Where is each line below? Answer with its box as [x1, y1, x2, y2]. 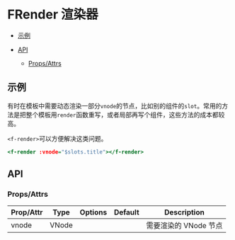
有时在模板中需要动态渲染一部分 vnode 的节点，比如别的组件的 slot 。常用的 [7, 101, 222, 110]
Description [164, 207, 205, 217]
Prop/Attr [11, 207, 43, 217]
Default [113, 207, 139, 217]
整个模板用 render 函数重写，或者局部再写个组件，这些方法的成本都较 [25, 110, 225, 119]
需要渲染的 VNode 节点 [146, 221, 223, 231]
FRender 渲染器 [7, 6, 98, 23]
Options [79, 207, 108, 217]
